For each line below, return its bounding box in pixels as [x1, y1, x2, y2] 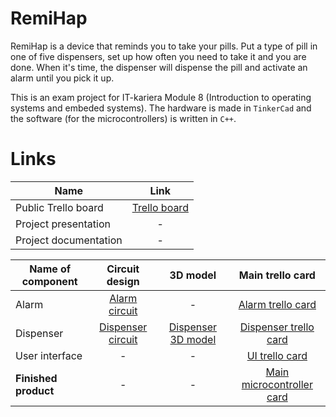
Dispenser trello [239, 320, 315, 334]
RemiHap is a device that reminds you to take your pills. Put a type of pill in [10, 40, 318, 52]
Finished [15, 371, 58, 385]
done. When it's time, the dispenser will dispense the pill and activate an [10, 61, 308, 73]
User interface [15, 348, 83, 362]
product [15, 383, 55, 397]
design [106, 274, 140, 288]
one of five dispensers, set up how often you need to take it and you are [10, 50, 307, 62]
